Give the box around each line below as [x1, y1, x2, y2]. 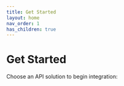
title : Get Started [6, 9, 56, 15]
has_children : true [6, 26, 56, 33]
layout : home [6, 15, 40, 21]
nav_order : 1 [6, 20, 40, 26]
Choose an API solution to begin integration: [6, 73, 118, 80]
